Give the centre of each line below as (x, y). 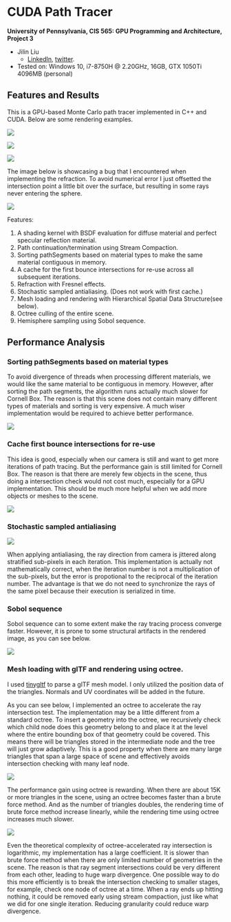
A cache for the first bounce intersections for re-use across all (105, 269)
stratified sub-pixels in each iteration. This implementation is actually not (110, 562)
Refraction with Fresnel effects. (62, 284)
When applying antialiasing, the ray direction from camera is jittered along (112, 554)
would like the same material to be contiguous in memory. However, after (110, 384)
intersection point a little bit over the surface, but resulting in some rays (108, 186)
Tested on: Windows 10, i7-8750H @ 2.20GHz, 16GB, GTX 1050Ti (109, 66)
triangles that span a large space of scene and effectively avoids (99, 756)
